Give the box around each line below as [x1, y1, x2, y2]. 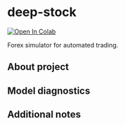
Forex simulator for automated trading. [7, 41, 119, 49]
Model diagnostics [7, 84, 91, 96]
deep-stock [7, 4, 77, 20]
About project [7, 61, 69, 73]
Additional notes [7, 109, 81, 121]
